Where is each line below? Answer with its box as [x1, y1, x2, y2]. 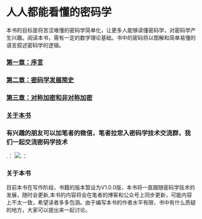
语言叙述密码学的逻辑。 [6, 42, 64, 49]
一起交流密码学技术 [12, 138, 68, 146]
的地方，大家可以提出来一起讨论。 [6, 206, 91, 214]
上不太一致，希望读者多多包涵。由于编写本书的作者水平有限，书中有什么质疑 [6, 199, 196, 206]
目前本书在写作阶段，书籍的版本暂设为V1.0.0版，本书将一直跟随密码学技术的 [6, 184, 195, 191]
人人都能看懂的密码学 [6, 5, 112, 19]
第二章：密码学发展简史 [6, 76, 74, 84]
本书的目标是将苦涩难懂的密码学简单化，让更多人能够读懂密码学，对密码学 [6, 26, 191, 34]
